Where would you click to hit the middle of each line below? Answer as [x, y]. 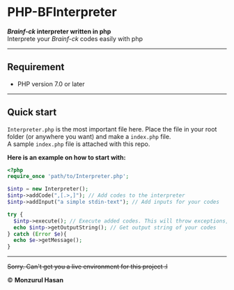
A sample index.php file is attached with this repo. [79, 144]
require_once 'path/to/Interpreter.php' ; [68, 177]
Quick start [32, 112]
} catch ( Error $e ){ [37, 234]
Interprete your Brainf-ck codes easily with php [75, 38]
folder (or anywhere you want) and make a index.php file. [89, 136]
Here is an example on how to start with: [67, 157]
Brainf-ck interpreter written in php [59, 31]
